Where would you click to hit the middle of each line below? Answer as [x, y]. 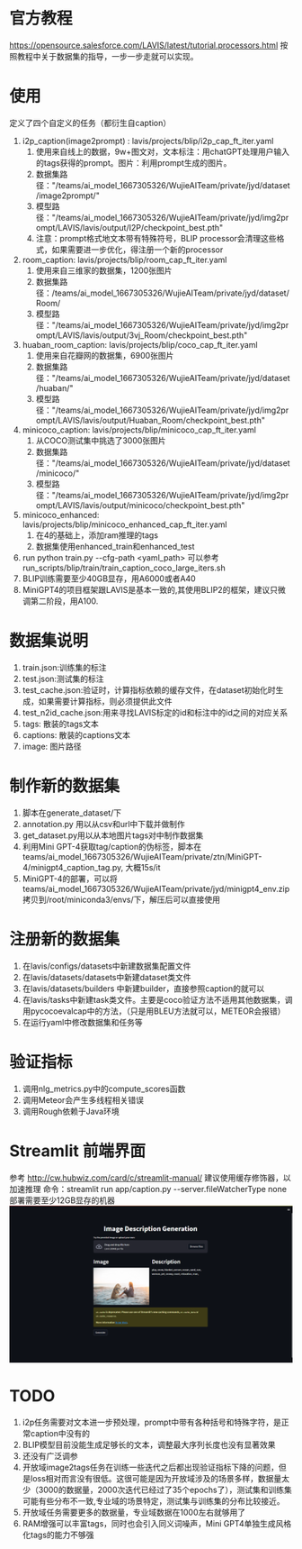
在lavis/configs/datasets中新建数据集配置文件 [107, 966]
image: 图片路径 [52, 746]
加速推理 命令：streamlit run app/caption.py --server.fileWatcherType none [148, 1189]
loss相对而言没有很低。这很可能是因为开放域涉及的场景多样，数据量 [156, 1479]
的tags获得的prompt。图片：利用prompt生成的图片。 [133, 162]
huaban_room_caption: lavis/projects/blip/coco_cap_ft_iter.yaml [140, 344]
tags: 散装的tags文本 [60, 724]
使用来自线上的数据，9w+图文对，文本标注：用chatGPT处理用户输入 [163, 151]
